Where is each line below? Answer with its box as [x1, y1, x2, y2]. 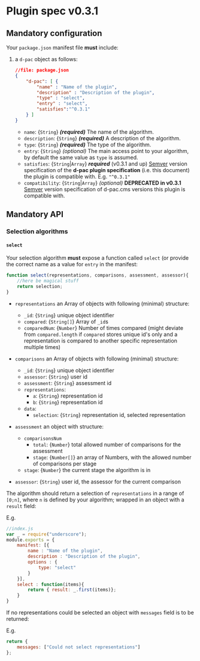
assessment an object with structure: [14, 423, 104, 430]
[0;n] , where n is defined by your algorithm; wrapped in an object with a [6, 496, 184, 503]
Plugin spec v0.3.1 [6, 4, 99, 18]
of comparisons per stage [32, 460, 97, 467]
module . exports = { [6, 537, 55, 543]
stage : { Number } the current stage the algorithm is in [23, 466, 151, 473]
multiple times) [23, 343, 61, 350]
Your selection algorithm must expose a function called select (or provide [6, 254, 189, 262]
